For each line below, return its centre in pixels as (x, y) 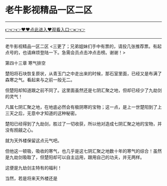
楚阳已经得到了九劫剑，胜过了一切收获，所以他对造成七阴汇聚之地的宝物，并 (83, 124)
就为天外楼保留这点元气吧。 (34, 140)
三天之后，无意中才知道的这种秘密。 (42, 113)
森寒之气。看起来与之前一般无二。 (40, 79)
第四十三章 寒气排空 (25, 63)
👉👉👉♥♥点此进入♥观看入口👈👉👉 (45, 29)
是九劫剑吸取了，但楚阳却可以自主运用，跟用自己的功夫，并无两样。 (75, 157)
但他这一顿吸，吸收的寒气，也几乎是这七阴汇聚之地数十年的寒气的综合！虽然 (83, 151)
